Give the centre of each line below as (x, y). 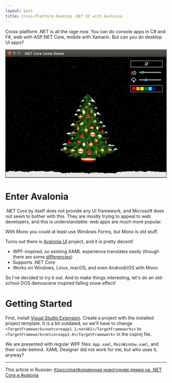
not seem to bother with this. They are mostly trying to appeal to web (78, 216)
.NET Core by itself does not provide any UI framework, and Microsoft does (85, 211)
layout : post (19, 11)
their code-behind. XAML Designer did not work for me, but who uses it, (81, 349)
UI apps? (15, 42)
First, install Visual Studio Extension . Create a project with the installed (80, 318)
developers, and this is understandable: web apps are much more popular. (84, 221)
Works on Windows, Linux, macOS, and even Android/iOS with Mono (85, 267)
